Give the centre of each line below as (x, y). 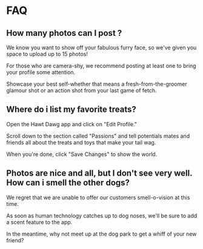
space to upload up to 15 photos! (47, 54)
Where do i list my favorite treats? (71, 110)
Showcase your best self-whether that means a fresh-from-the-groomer (97, 84)
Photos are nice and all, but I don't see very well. (99, 173)
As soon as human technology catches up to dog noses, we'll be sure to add (102, 216)
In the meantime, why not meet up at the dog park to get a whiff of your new (101, 234)
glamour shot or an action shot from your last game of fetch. (82, 90)
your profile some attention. (41, 72)
